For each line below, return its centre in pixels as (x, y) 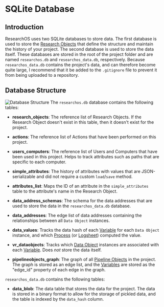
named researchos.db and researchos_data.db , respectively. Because (75, 59)
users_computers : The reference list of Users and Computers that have (85, 151)
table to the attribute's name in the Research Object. (65, 191)
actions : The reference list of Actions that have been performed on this (84, 137)
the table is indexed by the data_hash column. (58, 299)
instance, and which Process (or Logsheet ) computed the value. (77, 235)
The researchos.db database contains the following (102, 102)
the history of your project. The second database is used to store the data (80, 49)
